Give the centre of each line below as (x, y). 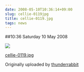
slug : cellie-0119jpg (27, 14)
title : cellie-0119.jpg (29, 18)
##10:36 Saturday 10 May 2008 (36, 37)
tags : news (16, 23)
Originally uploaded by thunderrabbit (42, 65)
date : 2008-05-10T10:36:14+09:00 (39, 9)
